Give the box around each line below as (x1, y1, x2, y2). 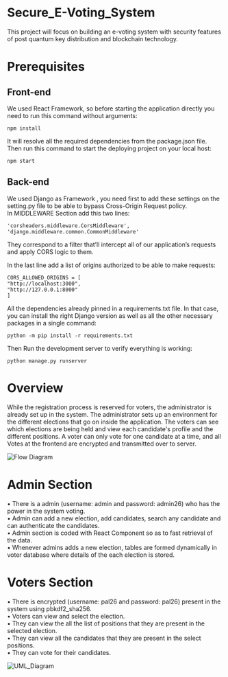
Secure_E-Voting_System (7, 5, 155, 21)
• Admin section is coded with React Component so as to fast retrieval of (7, 529, 214, 537)
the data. (7, 536, 32, 544)
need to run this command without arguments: (7, 111, 138, 119)
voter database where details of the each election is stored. (7, 551, 175, 559)
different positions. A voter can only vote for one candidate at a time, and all (7, 432, 221, 440)
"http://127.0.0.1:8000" (7, 286, 78, 293)
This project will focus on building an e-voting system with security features (7, 27, 221, 36)
